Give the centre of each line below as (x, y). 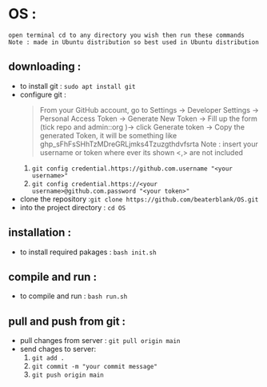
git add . (48, 358)
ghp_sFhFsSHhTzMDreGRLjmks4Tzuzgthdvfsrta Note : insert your (149, 144)
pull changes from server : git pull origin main (100, 341)
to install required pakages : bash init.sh (88, 252)
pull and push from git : (67, 321)
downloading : (45, 67)
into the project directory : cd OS (73, 207)
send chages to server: (58, 349)
